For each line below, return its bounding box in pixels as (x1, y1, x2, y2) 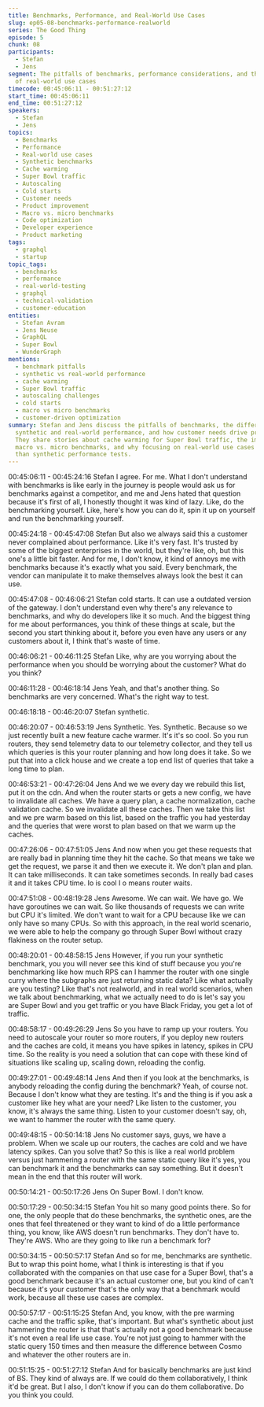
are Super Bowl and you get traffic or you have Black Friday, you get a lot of (8, 1001, 253, 1010)
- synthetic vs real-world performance (15, 370, 146, 378)
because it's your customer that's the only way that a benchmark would (8, 1284, 240, 1294)
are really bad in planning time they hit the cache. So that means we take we (8, 853, 255, 862)
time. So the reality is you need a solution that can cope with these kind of (8, 1050, 248, 1059)
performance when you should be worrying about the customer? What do (8, 660, 247, 670)
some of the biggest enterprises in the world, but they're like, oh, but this (8, 546, 244, 556)
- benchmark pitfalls (15, 363, 86, 371)
